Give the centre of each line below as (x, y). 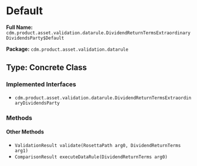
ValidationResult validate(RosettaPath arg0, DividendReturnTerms (98, 145)
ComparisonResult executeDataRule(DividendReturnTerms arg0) (91, 157)
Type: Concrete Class (46, 68)
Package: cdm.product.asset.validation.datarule (67, 49)
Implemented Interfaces (41, 84)
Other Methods (25, 132)
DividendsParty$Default (35, 38)
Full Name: (19, 27)
